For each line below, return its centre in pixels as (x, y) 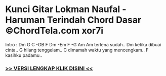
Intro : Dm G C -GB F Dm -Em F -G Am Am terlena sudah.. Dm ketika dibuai (83, 44)
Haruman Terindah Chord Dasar (73, 20)
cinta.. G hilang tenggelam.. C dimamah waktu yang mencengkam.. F (77, 50)
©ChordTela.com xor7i (54, 31)
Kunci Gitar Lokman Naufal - (66, 9)
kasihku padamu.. (24, 55)
